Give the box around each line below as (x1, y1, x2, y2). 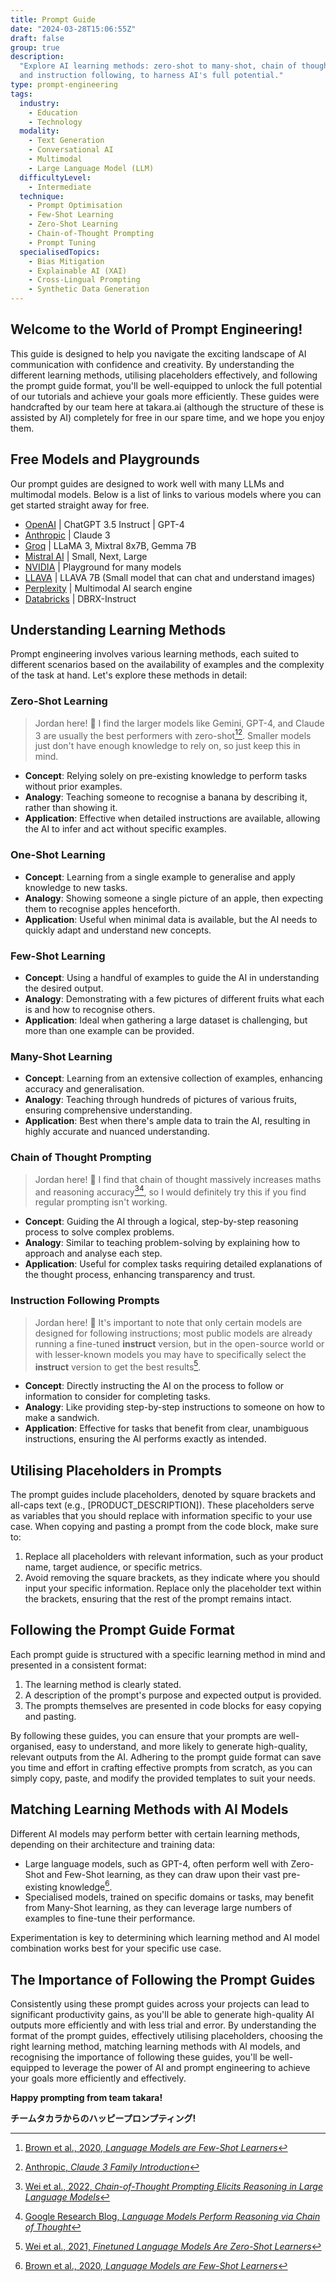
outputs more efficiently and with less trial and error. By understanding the (10, 2019, 317, 2031)
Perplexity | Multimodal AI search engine (24, 582, 193, 594)
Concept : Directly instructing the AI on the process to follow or (24, 1380, 285, 1392)
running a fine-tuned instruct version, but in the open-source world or (34, 1337, 325, 1350)
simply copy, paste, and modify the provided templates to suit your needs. (10, 1772, 316, 1784)
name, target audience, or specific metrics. (24, 1561, 203, 1573)
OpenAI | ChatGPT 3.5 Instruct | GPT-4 (24, 518, 185, 530)
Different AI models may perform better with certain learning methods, (10, 1827, 301, 1840)
